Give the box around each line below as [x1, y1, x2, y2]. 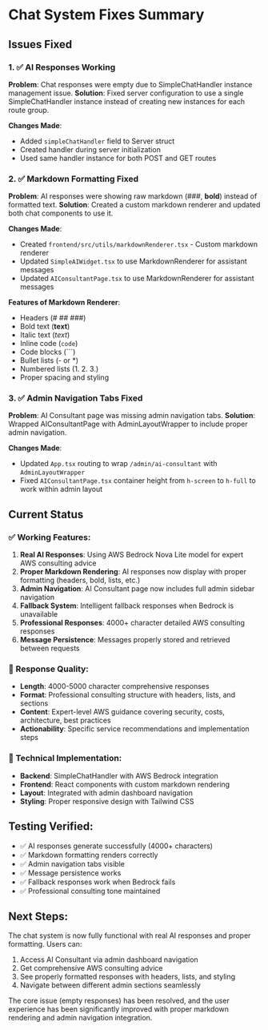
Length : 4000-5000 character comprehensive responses [19, 682, 210, 691]
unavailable [19, 610, 58, 619]
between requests [19, 643, 80, 654]
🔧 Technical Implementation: [8, 753, 122, 764]
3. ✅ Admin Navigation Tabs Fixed [8, 392, 143, 404]
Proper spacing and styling [19, 372, 110, 382]
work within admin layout [19, 485, 103, 494]
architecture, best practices [19, 715, 111, 726]
